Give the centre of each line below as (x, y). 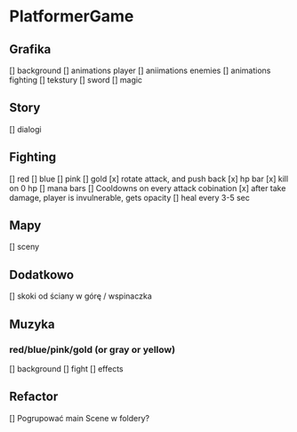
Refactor (34, 397)
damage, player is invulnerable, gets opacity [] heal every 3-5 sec (130, 197)
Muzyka (32, 324)
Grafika (30, 49)
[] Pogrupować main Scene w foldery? (79, 418)
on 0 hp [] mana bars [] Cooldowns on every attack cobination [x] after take (148, 188)
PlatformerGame (72, 16)
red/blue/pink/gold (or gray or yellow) (92, 349)
